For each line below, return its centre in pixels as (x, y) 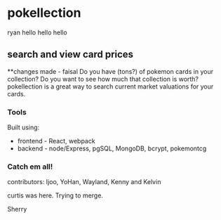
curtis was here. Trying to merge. (55, 195)
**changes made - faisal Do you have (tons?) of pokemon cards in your (110, 71)
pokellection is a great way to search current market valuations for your (110, 86)
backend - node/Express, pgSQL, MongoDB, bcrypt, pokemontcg (112, 148)
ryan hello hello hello (38, 32)
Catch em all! (30, 167)
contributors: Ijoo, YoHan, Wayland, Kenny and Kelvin (84, 182)
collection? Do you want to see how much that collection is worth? (103, 79)
